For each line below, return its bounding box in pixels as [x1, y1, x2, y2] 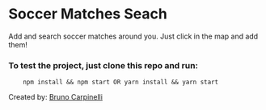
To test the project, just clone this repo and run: [8, 59, 199, 71]
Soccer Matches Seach [8, 5, 167, 23]
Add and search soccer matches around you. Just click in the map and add [8, 31, 259, 41]
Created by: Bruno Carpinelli [8, 92, 103, 102]
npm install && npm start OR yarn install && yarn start [23, 78, 219, 87]
